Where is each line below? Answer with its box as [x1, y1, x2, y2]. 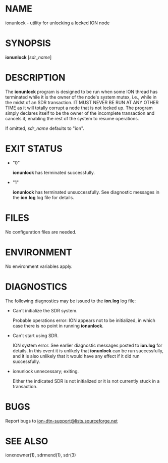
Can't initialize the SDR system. [12, 307, 78, 313]
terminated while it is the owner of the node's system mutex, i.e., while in [5, 94, 157, 100]
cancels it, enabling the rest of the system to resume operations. [5, 115, 139, 121]
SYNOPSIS [5, 37, 51, 49]
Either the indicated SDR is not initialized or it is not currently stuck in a [12, 378, 160, 384]
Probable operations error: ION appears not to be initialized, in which [12, 317, 155, 323]
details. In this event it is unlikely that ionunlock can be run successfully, [12, 347, 164, 354]
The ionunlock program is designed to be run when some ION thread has [5, 88, 158, 95]
